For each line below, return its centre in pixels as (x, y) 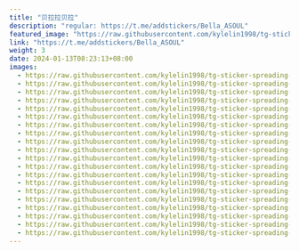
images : (24, 68)
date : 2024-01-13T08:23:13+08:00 (71, 59)
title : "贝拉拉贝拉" (44, 17)
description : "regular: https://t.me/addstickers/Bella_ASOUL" (129, 26)
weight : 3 (28, 51)
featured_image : (39, 34)
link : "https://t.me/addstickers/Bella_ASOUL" (97, 42)
